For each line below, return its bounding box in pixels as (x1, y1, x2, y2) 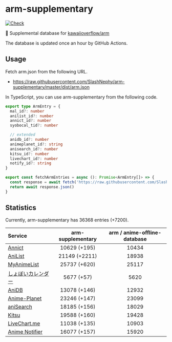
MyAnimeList (8, 261, 39, 268)
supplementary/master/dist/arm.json (12, 84, 90, 90)
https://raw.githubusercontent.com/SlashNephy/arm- (12, 78, 125, 85)
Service (8, 232, 27, 239)
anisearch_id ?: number (10, 146, 58, 151)
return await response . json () (10, 184, 74, 189)
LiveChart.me (8, 320, 40, 327)
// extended (10, 132, 36, 138)
